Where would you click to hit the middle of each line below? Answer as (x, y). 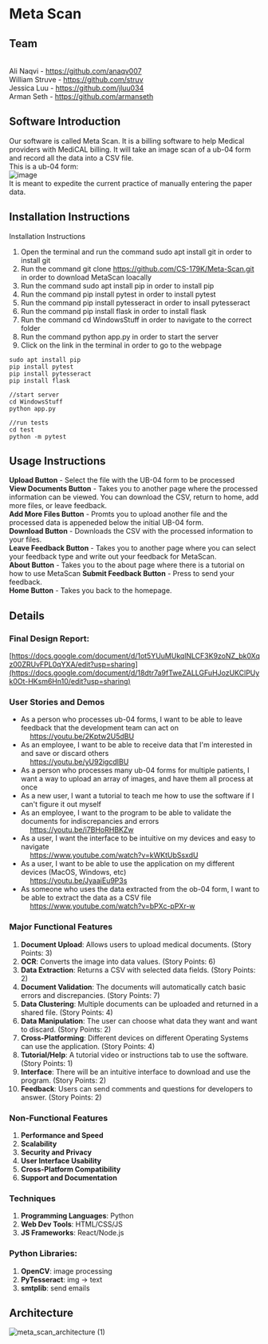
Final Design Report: (49, 638)
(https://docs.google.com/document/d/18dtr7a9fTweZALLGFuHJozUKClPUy (134, 673)
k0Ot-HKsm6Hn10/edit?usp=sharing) (70, 682)
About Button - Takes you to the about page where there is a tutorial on (127, 565)
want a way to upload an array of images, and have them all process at (137, 779)
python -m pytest (38, 436)
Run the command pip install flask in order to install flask (113, 311)
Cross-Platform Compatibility (71, 1169)
